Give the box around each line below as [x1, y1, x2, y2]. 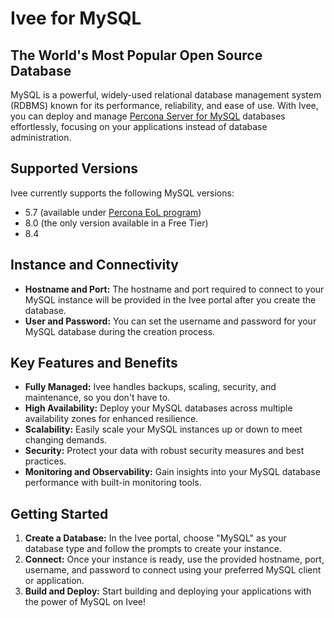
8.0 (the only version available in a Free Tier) [24, 217, 209, 229]
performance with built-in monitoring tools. [24, 477, 202, 489]
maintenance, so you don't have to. [24, 392, 171, 404]
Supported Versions [10, 160, 138, 177]
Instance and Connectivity [10, 257, 179, 274]
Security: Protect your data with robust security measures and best [24, 445, 305, 457]
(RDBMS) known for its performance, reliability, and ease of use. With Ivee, [10, 100, 319, 111]
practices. [24, 455, 67, 467]
